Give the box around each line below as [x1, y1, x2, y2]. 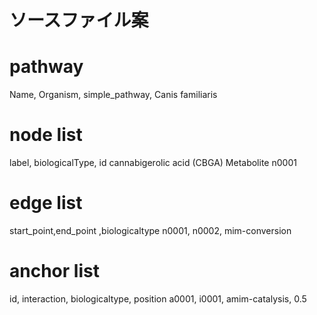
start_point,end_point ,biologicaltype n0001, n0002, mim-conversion [9, 225, 292, 236]
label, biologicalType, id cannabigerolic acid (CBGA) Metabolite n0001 [9, 157, 297, 169]
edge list [9, 192, 83, 215]
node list [9, 124, 83, 146]
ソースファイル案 [9, 9, 149, 32]
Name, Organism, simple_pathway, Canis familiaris [9, 89, 218, 101]
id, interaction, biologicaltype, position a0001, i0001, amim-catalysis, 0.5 [9, 292, 307, 305]
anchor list [9, 260, 100, 283]
